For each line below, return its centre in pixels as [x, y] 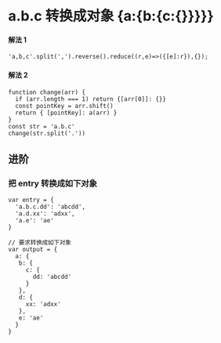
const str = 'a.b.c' [42, 126]
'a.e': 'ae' [35, 221]
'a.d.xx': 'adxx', [45, 214]
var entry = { [31, 200]
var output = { [33, 250]
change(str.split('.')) [47, 133]
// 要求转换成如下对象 [40, 243]
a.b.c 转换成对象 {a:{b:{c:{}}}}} [111, 16]
